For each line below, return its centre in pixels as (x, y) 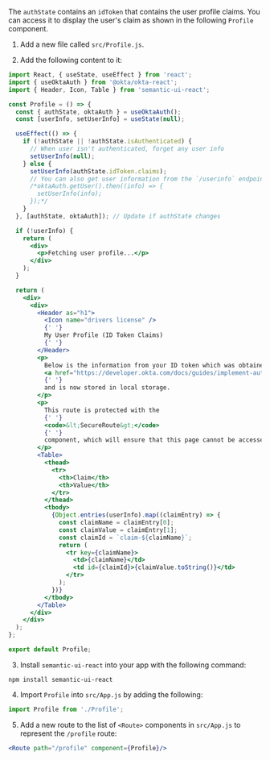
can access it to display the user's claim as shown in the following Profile (131, 20)
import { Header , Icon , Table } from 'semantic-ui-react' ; (109, 89)
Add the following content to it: (71, 60)
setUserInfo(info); (70, 194)
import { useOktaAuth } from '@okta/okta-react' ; (93, 82)
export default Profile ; (50, 650)
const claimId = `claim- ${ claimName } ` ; (126, 538)
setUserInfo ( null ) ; (62, 156)
